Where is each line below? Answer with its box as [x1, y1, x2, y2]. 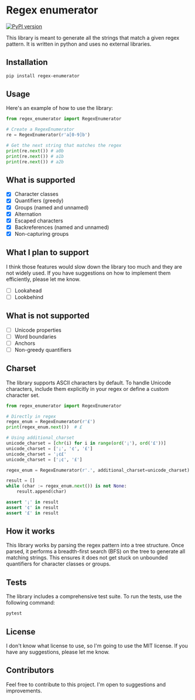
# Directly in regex [6, 413, 57, 419]
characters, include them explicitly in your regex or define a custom [6, 385, 169, 392]
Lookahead [14, 287, 42, 294]
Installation [6, 57, 48, 67]
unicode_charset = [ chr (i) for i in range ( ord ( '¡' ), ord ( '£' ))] [6, 440, 166, 446]
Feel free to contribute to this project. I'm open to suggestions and [6, 681, 166, 688]
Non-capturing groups [14, 230, 69, 237]
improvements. [6, 687, 42, 694]
